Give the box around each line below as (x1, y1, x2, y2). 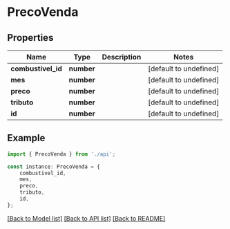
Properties (7, 32, 54, 44)
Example (7, 132, 46, 144)
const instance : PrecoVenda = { (7, 163, 100, 170)
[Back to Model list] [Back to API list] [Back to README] (7, 214, 166, 222)
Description (102, 53, 142, 62)
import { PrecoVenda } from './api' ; (7, 150, 116, 158)
